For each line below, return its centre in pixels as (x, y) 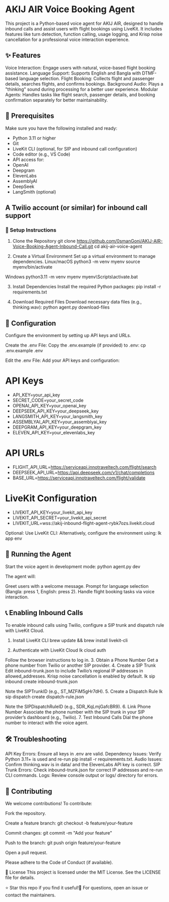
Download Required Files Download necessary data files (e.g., (77, 302)
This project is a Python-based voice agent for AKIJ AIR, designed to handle (84, 23)
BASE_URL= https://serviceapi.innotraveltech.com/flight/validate (79, 478)
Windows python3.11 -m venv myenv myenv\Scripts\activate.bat (71, 277)
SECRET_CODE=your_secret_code (48, 400)
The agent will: (21, 576)
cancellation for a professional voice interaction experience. (67, 40)
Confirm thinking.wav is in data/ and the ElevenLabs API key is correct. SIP (83, 765)
